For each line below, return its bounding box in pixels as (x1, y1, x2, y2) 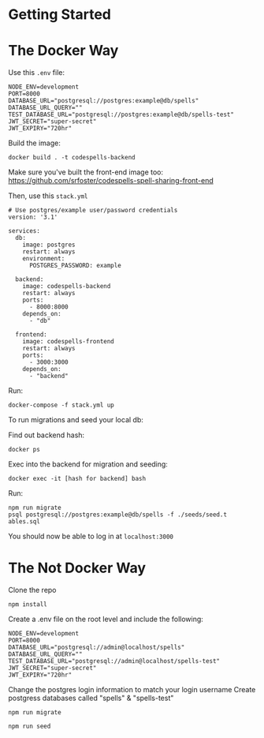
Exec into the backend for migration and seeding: (8, 459, 168, 469)
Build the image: (8, 138, 61, 148)
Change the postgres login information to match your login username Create (8, 685, 256, 695)
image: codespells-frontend (22, 338, 114, 346)
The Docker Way (8, 42, 119, 60)
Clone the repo (8, 586, 57, 595)
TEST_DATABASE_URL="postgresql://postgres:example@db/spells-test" (8, 111, 235, 119)
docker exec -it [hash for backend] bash (8, 475, 147, 483)
